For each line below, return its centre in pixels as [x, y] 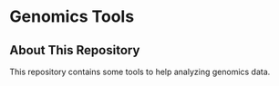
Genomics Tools [72, 17]
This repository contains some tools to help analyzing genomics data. [140, 72]
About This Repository [75, 50]
